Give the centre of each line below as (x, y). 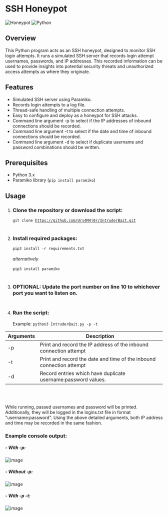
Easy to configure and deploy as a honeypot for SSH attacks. (75, 115)
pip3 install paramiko (36, 269)
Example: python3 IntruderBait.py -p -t (55, 323)
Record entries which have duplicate (83, 373)
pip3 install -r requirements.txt (48, 249)
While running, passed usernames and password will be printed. (71, 407)
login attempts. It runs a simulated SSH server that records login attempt (79, 55)
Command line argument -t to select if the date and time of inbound (82, 131)
